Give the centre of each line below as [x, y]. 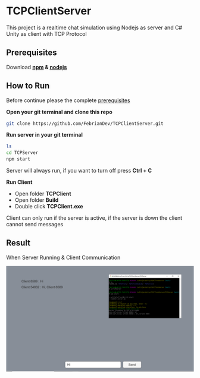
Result [18, 243]
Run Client [19, 182]
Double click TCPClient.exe [49, 207]
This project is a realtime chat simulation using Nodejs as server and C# [94, 27]
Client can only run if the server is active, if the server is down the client [94, 218]
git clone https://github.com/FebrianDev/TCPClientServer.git [85, 124]
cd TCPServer [22, 153]
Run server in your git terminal [45, 135]
